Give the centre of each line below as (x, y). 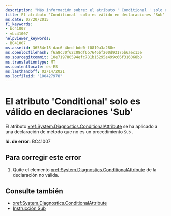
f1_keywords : (19, 24)
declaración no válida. (36, 175)
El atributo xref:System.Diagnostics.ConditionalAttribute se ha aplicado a (81, 126)
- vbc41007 (17, 34)
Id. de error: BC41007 (28, 141)
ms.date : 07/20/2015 (27, 19)
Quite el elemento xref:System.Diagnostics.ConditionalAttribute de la (84, 169)
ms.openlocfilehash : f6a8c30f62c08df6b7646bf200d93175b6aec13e (74, 52)
